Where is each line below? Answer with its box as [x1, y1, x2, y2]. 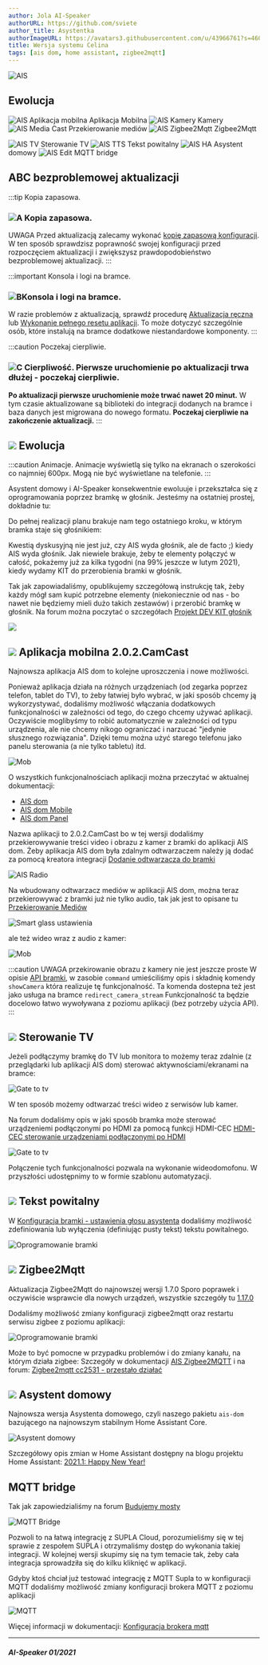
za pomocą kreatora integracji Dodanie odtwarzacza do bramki [8, 855, 215, 864]
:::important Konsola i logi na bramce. [8, 271, 132, 281]
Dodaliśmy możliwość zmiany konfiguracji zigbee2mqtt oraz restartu [8, 1308, 234, 1318]
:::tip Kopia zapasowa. [8, 192, 81, 202]
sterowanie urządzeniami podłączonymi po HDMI [24, 1131, 186, 1141]
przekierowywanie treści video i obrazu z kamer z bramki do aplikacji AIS [8, 838, 249, 847]
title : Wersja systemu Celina [8, 42, 109, 50]
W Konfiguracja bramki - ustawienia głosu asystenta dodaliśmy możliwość [8, 1215, 253, 1225]
